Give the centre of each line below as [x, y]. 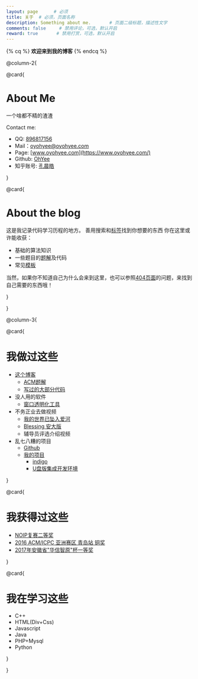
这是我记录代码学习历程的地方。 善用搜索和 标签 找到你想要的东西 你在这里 [95, 230]
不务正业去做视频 [35, 411]
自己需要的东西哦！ [30, 285]
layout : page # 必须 [37, 12]
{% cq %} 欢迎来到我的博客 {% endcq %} [57, 52]
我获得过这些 [38, 518]
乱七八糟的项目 [33, 441]
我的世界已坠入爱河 [47, 419]
